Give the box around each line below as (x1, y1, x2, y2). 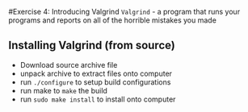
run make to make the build (19, 85, 107, 95)
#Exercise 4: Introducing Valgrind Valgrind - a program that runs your (8, 7, 241, 16)
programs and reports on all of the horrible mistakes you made (8, 15, 216, 25)
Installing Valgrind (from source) (8, 39, 175, 52)
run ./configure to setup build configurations (19, 77, 171, 87)
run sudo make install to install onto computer (19, 94, 176, 104)
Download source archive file (19, 60, 118, 69)
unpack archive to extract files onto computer (19, 68, 172, 78)
